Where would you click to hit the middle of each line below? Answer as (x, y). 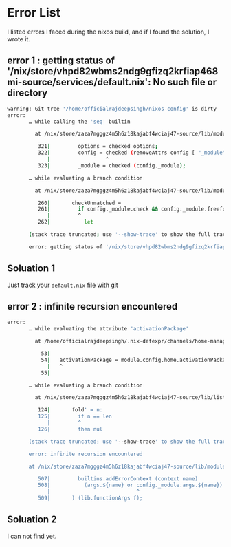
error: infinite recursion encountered (86, 454)
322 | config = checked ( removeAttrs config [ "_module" (132, 153)
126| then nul (70, 429)
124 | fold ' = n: (70, 410)
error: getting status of (66, 247)
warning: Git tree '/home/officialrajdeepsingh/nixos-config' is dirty (112, 109)
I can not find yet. (32, 536)
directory (27, 93)
